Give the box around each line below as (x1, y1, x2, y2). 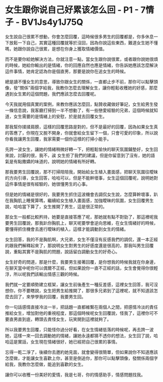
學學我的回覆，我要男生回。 (30, 293, 86, 300)
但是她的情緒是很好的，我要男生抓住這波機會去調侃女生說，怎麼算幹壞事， (5, 191, 154, 197)
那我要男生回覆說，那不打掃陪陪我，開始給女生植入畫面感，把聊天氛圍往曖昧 (5, 169, 158, 174)
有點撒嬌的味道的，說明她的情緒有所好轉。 (13, 158, 98, 164)
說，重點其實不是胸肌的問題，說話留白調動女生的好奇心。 (5, 248, 120, 254)
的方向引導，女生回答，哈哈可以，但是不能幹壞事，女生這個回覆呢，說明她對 (5, 175, 158, 181)
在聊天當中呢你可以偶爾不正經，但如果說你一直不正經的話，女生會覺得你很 (5, 265, 154, 271)
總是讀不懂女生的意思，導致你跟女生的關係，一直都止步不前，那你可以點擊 (5, 78, 154, 84)
